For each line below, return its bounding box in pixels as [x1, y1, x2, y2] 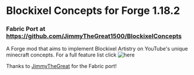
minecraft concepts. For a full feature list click [6, 51, 117, 59]
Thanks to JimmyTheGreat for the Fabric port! [6, 63, 117, 70]
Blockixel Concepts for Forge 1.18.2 [6, 4, 181, 17]
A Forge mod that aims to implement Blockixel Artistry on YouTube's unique [6, 45, 188, 52]
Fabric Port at [6, 25, 46, 33]
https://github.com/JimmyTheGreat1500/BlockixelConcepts [6, 32, 182, 40]
